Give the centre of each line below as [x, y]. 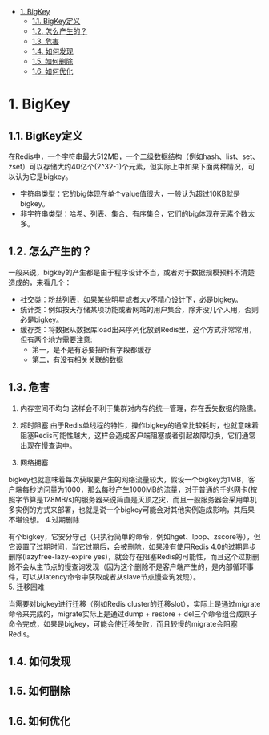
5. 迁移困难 [26, 587]
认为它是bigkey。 [44, 177]
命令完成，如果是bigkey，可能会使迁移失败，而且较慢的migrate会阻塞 [123, 623]
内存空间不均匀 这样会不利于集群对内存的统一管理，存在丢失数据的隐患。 [140, 408]
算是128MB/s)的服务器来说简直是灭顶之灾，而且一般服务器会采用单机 [143, 499]
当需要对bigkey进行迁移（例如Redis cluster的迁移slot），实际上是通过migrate [134, 603]
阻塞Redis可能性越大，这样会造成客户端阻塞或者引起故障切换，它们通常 [138, 435]
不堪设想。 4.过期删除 [44, 519]
